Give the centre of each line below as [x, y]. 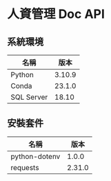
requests [25, 167]
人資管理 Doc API [56, 14]
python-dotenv [36, 156]
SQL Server [29, 97]
